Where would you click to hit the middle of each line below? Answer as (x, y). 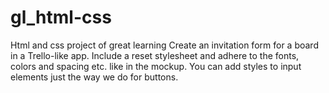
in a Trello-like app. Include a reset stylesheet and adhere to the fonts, (155, 55)
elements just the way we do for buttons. (94, 77)
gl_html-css (61, 17)
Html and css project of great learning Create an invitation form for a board (164, 45)
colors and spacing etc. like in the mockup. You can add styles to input (156, 66)
